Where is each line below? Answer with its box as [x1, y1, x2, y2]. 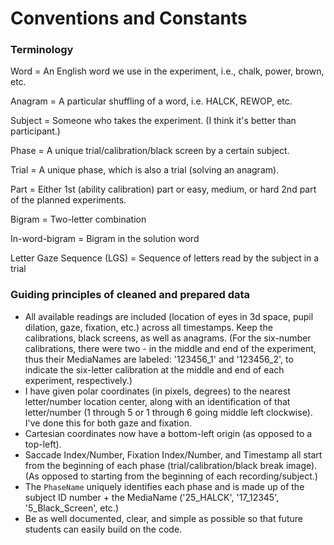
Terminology [10, 43, 74, 57]
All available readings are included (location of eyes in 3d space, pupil [24, 310, 314, 322]
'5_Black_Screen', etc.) [24, 502, 120, 514]
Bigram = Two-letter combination [10, 213, 147, 226]
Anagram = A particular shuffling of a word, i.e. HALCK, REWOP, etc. [10, 95, 293, 107]
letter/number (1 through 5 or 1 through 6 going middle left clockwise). [24, 406, 313, 418]
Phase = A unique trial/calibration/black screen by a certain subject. [10, 145, 290, 157]
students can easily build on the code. [24, 523, 183, 535]
